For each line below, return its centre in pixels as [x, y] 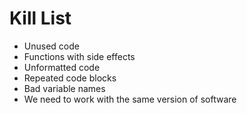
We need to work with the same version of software [130, 99]
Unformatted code [62, 67]
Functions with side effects [79, 56]
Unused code [51, 46]
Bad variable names [64, 88]
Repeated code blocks [70, 78]
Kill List [40, 18]
